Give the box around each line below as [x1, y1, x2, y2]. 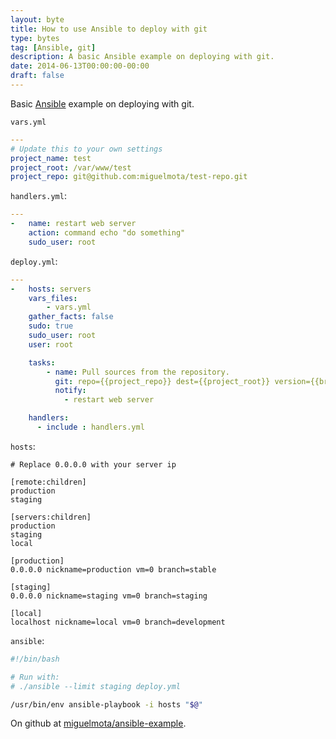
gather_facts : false [28, 312, 114, 322]
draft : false [10, 71, 65, 81]
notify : [54, 386, 87, 396]
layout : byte [10, 14, 65, 25]
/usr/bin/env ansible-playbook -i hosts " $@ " [10, 699, 203, 710]
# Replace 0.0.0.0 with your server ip [10, 459, 177, 470]
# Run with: [10, 672, 60, 682]
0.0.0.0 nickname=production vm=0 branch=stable [10, 564, 217, 575]
